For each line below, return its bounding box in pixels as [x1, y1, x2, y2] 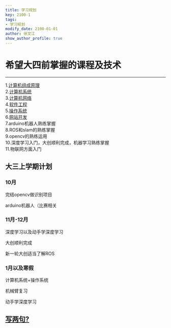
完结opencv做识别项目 [5, 191, 52, 197]
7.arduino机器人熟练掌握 [5, 120, 56, 127]
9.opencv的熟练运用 [5, 133, 47, 139]
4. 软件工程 [5, 101, 27, 107]
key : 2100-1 [5, 12, 31, 17]
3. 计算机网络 [5, 95, 32, 101]
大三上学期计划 [5, 162, 52, 171]
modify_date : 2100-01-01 [5, 27, 58, 32]
